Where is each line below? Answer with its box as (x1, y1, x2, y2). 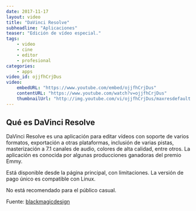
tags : (6, 36, 19, 42)
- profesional (16, 57, 51, 63)
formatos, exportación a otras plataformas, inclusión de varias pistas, (6, 139, 174, 147)
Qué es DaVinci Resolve (6, 118, 95, 128)
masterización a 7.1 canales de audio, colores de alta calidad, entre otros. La (6, 145, 190, 152)
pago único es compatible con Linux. (6, 175, 96, 182)
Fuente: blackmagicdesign (6, 198, 71, 205)
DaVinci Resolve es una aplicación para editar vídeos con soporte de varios (6, 133, 190, 140)
